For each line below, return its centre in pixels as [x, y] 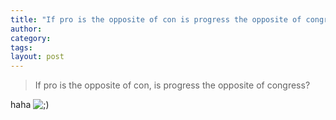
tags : [21, 47]
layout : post [37, 57]
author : [26, 29]
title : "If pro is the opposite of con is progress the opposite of [156, 19]
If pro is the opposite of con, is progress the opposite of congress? [172, 85]
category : [31, 38]
